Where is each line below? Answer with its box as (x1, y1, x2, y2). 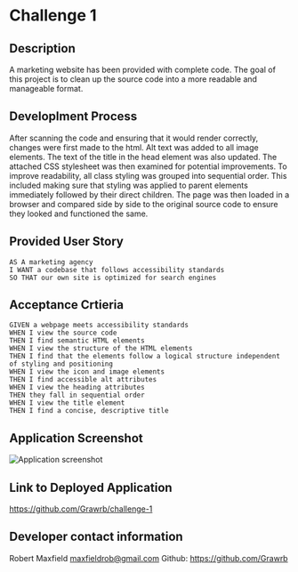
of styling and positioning (9, 359, 114, 369)
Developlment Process (9, 109, 138, 125)
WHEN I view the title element (9, 399, 125, 407)
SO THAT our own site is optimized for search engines (9, 273, 217, 282)
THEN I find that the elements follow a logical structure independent (9, 352, 280, 361)
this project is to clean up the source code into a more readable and (9, 74, 258, 85)
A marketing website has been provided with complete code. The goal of (9, 64, 276, 75)
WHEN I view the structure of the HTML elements (9, 344, 193, 353)
